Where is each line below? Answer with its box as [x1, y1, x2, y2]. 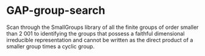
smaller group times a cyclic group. [6, 43, 95, 50]
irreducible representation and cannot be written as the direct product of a [6, 36, 193, 43]
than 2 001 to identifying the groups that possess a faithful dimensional [6, 30, 185, 37]
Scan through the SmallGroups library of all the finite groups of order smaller [6, 23, 199, 31]
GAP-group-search [6, 4, 106, 17]
